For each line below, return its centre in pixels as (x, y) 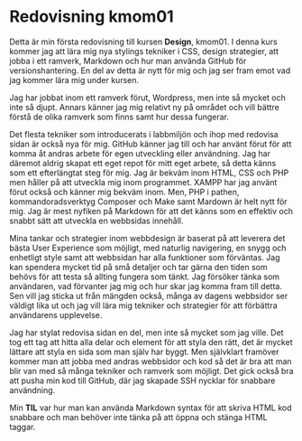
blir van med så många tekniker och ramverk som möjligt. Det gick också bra (151, 371)
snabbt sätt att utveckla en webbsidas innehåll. (96, 220)
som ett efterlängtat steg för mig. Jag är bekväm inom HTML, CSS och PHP (149, 173)
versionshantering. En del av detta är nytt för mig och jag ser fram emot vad (150, 70)
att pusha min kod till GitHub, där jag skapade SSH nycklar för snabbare (142, 380)
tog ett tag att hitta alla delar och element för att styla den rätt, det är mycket (151, 342)
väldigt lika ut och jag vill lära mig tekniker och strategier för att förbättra (143, 305)
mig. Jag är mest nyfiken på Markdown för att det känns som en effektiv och (151, 211)
